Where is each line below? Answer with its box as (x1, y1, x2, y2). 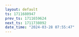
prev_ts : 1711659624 (5, 16, 47, 21)
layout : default (5, 7, 38, 12)
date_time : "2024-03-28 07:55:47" (5, 25, 75, 30)
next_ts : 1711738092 (5, 20, 47, 25)
